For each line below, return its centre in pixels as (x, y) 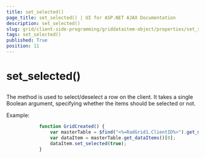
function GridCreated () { (72, 127)
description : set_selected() (43, 23)
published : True (27, 40)
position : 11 (23, 46)
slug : (13, 29)
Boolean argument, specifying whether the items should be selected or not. (101, 104)
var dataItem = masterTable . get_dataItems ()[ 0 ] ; (113, 138)
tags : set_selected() (34, 35)
